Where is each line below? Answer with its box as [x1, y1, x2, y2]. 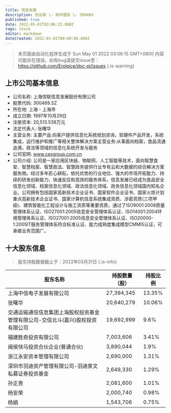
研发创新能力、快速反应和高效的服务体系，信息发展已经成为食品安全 [21, 176, 164, 182]
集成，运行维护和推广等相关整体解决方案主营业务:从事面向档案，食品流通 [12, 138, 166, 144]
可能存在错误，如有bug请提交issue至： [17, 57, 100, 63]
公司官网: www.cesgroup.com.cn [12, 151, 82, 157]
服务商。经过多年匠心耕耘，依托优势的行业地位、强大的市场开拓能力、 [12, 170, 160, 176]
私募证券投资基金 [8, 370, 49, 377]
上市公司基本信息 [5, 79, 59, 87]
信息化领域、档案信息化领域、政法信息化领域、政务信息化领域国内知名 [12, 182, 160, 189]
